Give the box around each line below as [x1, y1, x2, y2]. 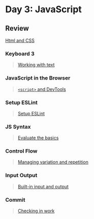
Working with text [17, 62, 55, 68]
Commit [5, 196, 25, 203]
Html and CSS [5, 37, 35, 43]
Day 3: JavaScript [5, 4, 82, 15]
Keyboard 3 [5, 50, 35, 57]
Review [5, 24, 29, 33]
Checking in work [17, 208, 55, 214]
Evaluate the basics [17, 135, 59, 141]
